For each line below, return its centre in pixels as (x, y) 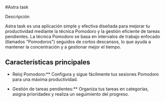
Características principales (48, 63)
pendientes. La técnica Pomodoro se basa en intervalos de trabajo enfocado (82, 37)
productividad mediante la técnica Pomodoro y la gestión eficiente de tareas (82, 31)
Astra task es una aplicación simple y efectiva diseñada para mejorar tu (78, 26)
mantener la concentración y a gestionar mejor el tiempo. (63, 47)
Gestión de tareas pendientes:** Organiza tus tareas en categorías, (81, 89)
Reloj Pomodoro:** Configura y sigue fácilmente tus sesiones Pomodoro (85, 74)
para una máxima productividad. (45, 79)
